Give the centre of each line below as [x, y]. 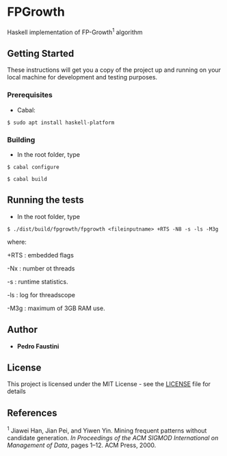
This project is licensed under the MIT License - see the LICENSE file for [109, 384]
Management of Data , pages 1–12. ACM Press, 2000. [82, 445]
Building [21, 140]
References [32, 413]
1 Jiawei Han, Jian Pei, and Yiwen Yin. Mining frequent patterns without [107, 430]
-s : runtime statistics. [38, 281]
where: [17, 242]
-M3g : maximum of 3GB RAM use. [56, 308]
